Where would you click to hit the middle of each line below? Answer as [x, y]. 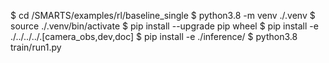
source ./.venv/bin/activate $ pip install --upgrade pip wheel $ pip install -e [164, 26]
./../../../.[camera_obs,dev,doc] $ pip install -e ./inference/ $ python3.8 [154, 36]
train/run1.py [36, 47]
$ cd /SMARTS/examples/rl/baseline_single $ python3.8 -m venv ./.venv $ [163, 15]
